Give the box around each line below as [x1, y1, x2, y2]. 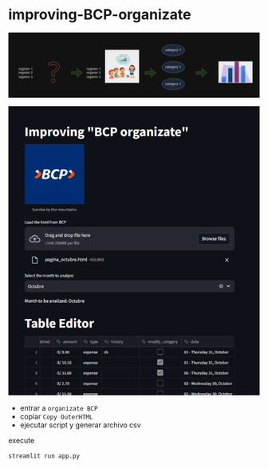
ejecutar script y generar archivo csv [19, 420, 141, 430]
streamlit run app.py [8, 452, 81, 460]
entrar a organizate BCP [19, 403, 98, 412]
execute [8, 435, 35, 445]
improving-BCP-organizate [8, 6, 191, 24]
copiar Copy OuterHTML [19, 411, 93, 421]
